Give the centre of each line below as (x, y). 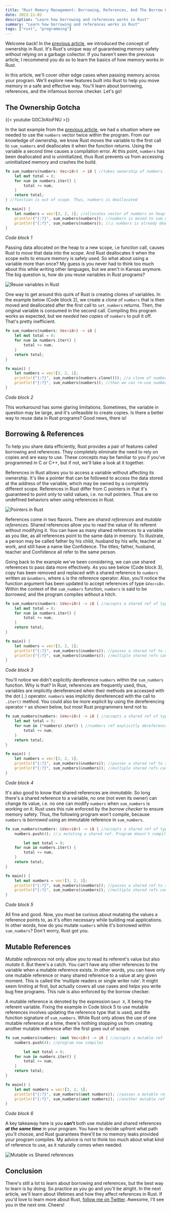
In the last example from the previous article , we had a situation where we (83, 129)
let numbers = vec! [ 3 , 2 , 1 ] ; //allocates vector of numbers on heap (90, 214)
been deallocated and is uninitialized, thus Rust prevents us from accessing (84, 157)
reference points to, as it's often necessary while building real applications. (84, 920)
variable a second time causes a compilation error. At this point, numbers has (85, 151)
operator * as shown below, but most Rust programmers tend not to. (77, 707)
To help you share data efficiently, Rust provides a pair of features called (81, 446)
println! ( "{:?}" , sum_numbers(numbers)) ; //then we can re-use (83, 383)
